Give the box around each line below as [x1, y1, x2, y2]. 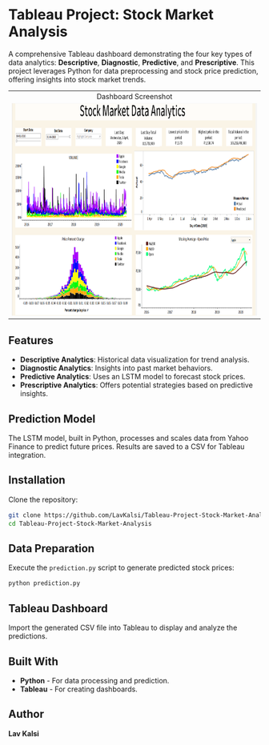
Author [8, 707, 44, 721]
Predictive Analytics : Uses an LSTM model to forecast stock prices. [19, 372, 246, 382]
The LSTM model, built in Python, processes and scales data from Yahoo [8, 434, 249, 443]
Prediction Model [8, 412, 96, 426]
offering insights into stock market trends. [8, 74, 147, 84]
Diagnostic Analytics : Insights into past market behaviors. [19, 363, 214, 373]
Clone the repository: [8, 495, 78, 504]
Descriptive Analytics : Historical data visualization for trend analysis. [19, 354, 250, 365]
